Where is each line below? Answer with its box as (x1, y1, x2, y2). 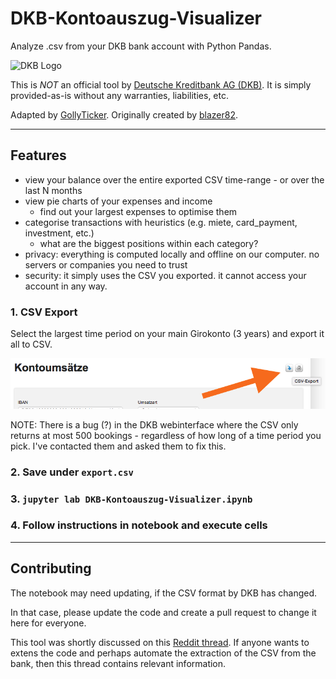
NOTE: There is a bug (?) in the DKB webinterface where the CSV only (10, 418, 299, 431)
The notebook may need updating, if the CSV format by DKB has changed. (10, 587, 318, 599)
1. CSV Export (10, 305, 78, 319)
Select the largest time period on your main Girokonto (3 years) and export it (10, 328, 325, 340)
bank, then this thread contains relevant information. (10, 657, 227, 669)
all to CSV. (10, 338, 53, 351)
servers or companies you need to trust (24, 258, 188, 271)
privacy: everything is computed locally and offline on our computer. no (24, 248, 320, 260)
